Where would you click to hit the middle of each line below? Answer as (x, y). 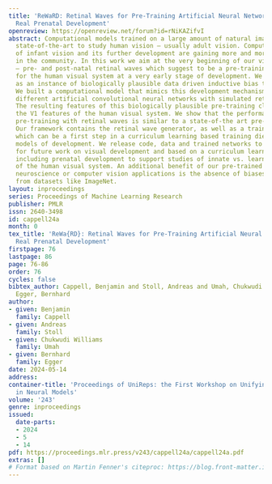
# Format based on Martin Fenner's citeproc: (86, 467)
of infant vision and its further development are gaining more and (134, 53)
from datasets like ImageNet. (66, 182)
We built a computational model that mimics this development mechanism (141, 91)
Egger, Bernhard (43, 295)
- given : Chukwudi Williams (56, 340)
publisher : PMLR (36, 204)
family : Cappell (43, 316)
